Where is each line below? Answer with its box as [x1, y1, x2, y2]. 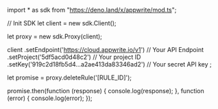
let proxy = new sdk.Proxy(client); [7, 32, 103, 40]
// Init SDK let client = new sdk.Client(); [7, 19, 117, 27]
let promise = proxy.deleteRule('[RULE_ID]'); [7, 73, 132, 82]
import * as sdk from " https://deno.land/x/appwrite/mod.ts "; [7, 6, 177, 14]
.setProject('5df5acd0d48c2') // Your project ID [7, 53, 141, 61]
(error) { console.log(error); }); [7, 94, 93, 102]
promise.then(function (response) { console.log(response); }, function [7, 87, 204, 95]
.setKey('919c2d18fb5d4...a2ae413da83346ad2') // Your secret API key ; [7, 60, 212, 68]
